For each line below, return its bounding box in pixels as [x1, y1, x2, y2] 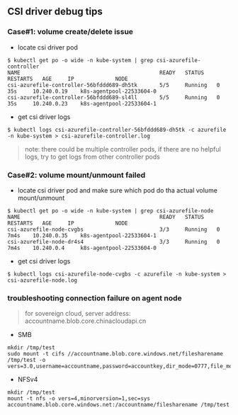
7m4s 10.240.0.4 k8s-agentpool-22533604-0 [7, 244, 157, 251]
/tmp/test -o [7, 357, 46, 364]
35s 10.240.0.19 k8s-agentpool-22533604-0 [7, 88, 157, 95]
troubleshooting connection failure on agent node [7, 293, 182, 303]
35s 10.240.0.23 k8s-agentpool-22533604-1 [7, 100, 157, 107]
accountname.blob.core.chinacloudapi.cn [24, 317, 147, 325]
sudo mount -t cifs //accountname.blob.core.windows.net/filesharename [7, 351, 223, 358]
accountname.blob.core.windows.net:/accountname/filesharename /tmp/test [7, 402, 230, 409]
